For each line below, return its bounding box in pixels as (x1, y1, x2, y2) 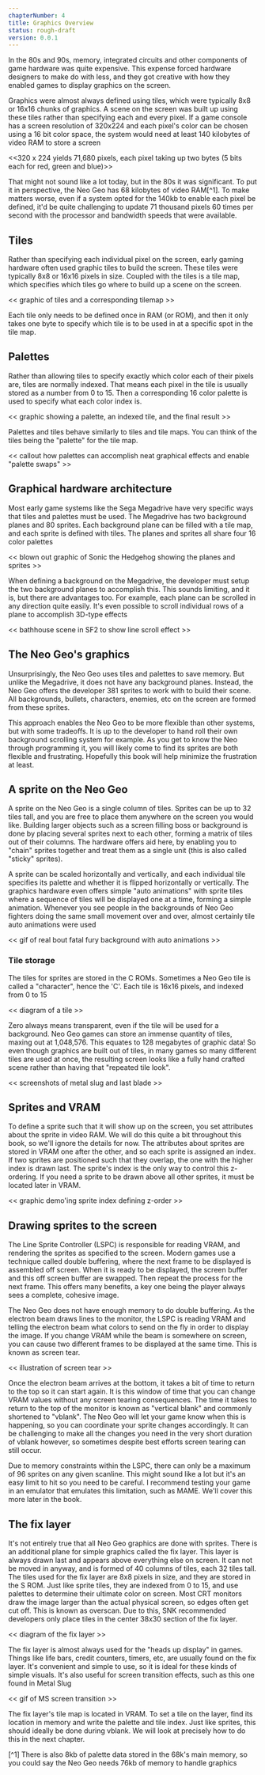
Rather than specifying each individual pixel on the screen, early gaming (8, 255, 244, 264)
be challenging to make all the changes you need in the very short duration (8, 1429, 252, 1439)
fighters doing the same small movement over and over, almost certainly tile (8, 912, 256, 921)
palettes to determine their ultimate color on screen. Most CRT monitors (8, 1589, 243, 1599)
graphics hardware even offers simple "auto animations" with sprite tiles (8, 886, 244, 896)
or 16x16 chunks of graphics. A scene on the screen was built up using (8, 104, 239, 114)
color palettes (8, 537, 54, 546)
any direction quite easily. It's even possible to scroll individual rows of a (8, 601, 244, 610)
